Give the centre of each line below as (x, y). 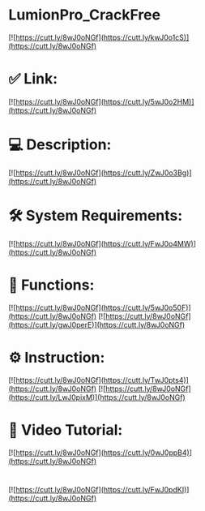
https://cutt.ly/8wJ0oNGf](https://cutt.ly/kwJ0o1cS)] (102, 37)
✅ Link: (33, 79)
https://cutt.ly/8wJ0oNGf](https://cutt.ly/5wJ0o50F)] (104, 307)
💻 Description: (60, 145)
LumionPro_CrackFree (84, 15)
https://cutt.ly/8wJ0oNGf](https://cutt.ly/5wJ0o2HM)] (105, 101)
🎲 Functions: (51, 285)
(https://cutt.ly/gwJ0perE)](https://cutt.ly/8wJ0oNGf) (97, 324)
